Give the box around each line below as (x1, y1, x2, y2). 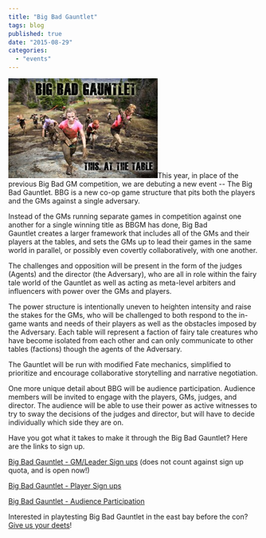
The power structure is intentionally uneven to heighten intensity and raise (8, 302, 252, 311)
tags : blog (8, 21, 45, 30)
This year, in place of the (158, 171, 239, 180)
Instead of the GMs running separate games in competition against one (8, 212, 241, 221)
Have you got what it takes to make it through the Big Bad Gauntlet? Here (8, 433, 248, 442)
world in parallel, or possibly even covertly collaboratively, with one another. (8, 246, 258, 255)
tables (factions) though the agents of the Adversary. (8, 344, 182, 354)
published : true (8, 30, 62, 38)
